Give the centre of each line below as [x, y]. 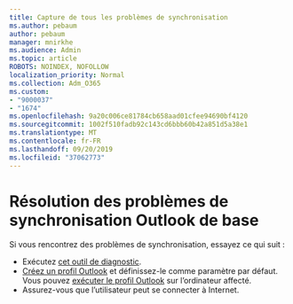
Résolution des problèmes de [119, 201]
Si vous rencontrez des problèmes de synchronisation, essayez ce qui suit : [147, 245]
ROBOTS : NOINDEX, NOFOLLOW [59, 67]
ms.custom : [29, 91]
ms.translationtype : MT [53, 133]
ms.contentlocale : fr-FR [55, 141]
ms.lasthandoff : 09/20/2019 [61, 149]
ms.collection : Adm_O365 [55, 83]
